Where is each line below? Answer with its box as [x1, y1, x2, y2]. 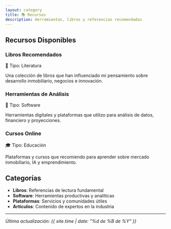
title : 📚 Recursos [5, 12, 46, 17]
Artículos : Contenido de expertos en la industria [12, 204, 115, 210]
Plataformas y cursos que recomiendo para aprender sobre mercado [5, 154, 150, 160]
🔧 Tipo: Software [5, 102, 41, 108]
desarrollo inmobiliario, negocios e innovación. [5, 78, 103, 84]
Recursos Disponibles [5, 36, 76, 44]
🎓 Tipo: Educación [5, 142, 46, 148]
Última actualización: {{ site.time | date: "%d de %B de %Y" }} [5, 218, 136, 224]
